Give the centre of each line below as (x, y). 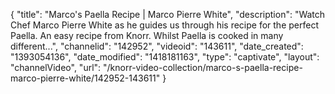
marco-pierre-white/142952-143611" (85, 78)
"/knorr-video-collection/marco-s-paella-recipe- (203, 67)
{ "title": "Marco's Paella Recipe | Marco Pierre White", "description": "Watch (168, 14)
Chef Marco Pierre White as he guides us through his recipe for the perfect (164, 25)
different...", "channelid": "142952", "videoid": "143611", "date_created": (157, 46)
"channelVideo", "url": (56, 67)
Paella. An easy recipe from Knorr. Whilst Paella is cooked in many (147, 35)
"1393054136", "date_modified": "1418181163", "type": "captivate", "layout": (165, 57)
